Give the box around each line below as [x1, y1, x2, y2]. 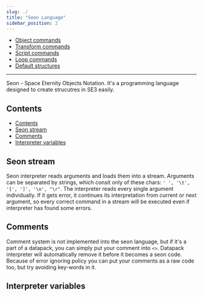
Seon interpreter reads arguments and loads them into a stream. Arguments [6, 173, 195, 179]
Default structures [14, 62, 60, 69]
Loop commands [14, 56, 57, 63]
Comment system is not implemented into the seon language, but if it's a [6, 238, 187, 245]
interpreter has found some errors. [6, 205, 92, 211]
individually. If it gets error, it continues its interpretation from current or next [6, 191, 197, 199]
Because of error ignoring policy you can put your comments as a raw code [6, 257, 195, 264]
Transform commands [14, 43, 71, 50]
